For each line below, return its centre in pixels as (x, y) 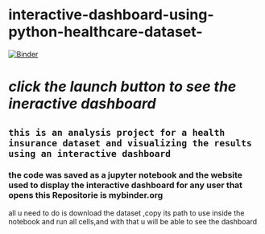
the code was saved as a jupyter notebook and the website (126, 175)
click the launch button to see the (122, 87)
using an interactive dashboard (90, 153)
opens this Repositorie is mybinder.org (86, 195)
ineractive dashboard (83, 104)
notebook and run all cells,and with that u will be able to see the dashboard (133, 221)
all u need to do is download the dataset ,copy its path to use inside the (126, 213)
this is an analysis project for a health (117, 132)
